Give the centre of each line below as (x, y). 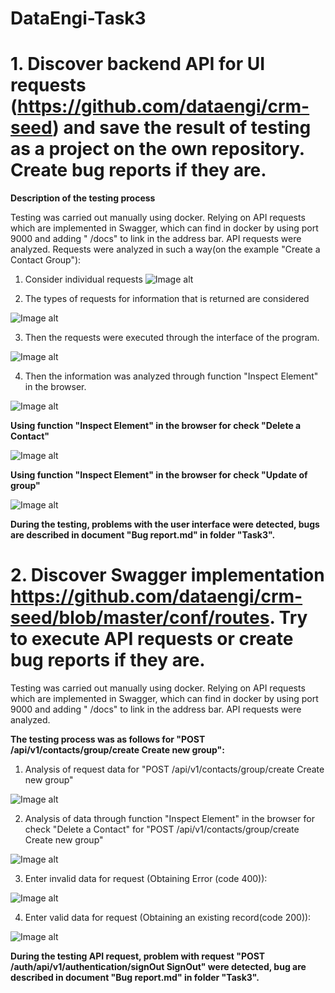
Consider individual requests (83, 279)
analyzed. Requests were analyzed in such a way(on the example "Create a (165, 249)
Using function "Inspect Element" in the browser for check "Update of (159, 475)
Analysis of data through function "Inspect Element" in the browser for (169, 819)
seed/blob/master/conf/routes (140, 618)
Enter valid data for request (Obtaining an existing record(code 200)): (168, 918)
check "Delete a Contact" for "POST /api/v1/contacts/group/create (162, 829)
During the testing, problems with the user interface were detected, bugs (165, 524)
